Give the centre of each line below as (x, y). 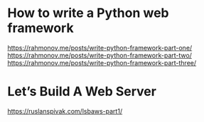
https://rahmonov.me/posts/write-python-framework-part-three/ (102, 62)
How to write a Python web (88, 13)
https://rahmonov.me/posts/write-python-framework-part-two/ (100, 55)
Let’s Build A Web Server (82, 92)
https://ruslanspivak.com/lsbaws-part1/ (65, 111)
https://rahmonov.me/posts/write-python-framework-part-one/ (100, 48)
